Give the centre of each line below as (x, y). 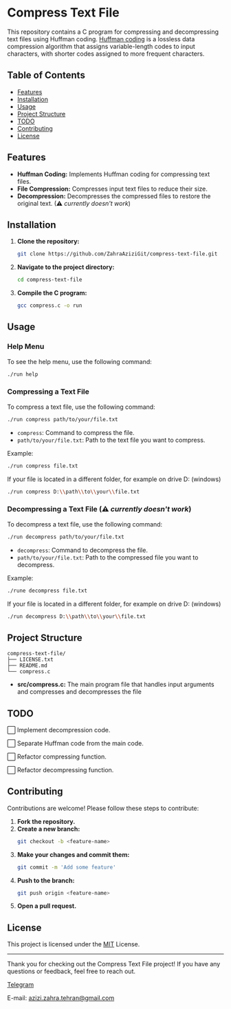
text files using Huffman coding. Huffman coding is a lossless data (101, 39)
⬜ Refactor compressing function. (57, 757)
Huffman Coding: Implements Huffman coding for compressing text (113, 174)
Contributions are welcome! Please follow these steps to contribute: (103, 808)
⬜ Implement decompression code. (59, 730)
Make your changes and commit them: (73, 854)
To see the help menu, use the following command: (80, 361)
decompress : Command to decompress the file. (82, 550)
